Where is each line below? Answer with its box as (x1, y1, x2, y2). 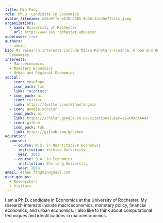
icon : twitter (14, 98, 42, 103)
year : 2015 (17, 152, 40, 157)
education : (5, 134, 27, 139)
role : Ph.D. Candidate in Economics (5, 12, 79, 17)
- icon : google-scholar (9, 107, 57, 112)
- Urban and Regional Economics (9, 71, 75, 75)
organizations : (5, 20, 36, 26)
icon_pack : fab (14, 125, 45, 130)
